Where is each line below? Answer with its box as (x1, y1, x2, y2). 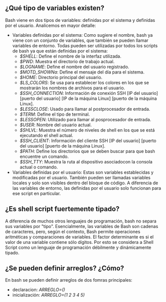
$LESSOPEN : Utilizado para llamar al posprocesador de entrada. (19, 116, 152, 122)
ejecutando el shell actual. (19, 132, 73, 138)
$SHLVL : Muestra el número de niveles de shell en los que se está (19, 127, 155, 133)
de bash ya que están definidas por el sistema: (12, 48, 108, 54)
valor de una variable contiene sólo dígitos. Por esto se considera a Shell (5, 239, 154, 245)
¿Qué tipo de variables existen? (5, 4, 105, 12)
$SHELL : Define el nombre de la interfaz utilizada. (19, 53, 121, 59)
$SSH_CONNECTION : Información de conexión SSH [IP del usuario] (19, 90, 159, 96)
